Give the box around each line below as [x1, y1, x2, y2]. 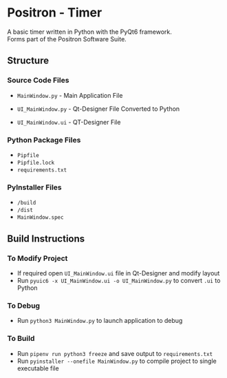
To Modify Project [7, 253, 68, 263]
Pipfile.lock [17, 159, 55, 166]
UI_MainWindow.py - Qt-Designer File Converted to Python [17, 105, 180, 113]
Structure [7, 55, 50, 67]
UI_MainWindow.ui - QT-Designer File [17, 118, 121, 126]
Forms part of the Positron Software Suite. [7, 34, 127, 43]
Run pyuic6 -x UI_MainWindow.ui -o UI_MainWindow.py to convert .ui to [17, 276, 221, 284]
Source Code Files [7, 76, 69, 85]
